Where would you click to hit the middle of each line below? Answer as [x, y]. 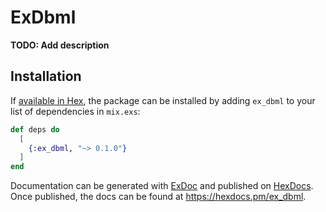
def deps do [35, 129]
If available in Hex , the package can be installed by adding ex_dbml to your [163, 100]
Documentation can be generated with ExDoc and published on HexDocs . [162, 186]
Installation [46, 76]
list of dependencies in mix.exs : [75, 111]
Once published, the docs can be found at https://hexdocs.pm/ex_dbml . [158, 197]
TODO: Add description [60, 45]
